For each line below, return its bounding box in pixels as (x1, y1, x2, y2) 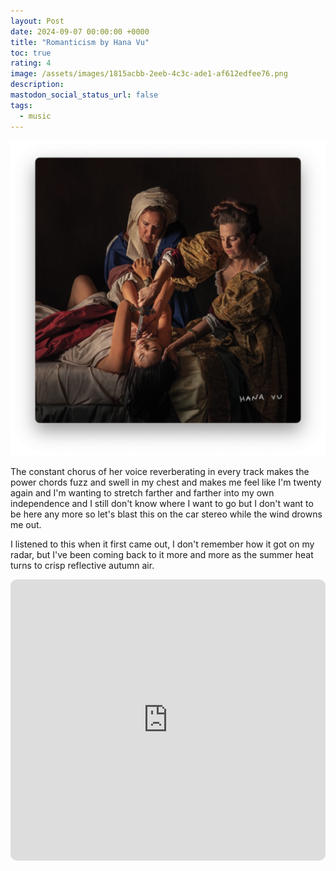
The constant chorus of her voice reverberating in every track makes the (10, 465, 310, 477)
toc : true (10, 48, 52, 58)
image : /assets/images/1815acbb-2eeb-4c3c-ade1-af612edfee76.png (10, 69, 288, 79)
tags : (10, 100, 33, 110)
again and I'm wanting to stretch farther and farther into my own (10, 486, 275, 499)
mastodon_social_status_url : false (10, 90, 159, 100)
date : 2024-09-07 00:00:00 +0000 (10, 26, 150, 37)
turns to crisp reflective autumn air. (10, 559, 155, 571)
